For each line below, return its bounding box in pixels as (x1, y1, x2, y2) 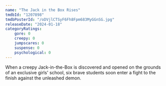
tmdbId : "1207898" (5, 12, 44, 17)
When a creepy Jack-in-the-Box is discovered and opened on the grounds (5, 64, 161, 70)
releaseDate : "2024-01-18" (5, 21, 62, 27)
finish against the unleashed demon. (5, 75, 81, 81)
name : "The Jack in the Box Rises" (5, 7, 81, 13)
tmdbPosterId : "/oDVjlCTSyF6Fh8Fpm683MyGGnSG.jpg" (5, 17, 115, 22)
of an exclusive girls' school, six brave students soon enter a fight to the (5, 69, 156, 75)
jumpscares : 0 (14, 41, 44, 46)
